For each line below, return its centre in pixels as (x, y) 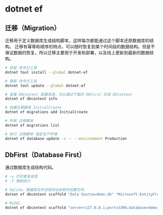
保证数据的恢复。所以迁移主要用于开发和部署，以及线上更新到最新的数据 (77, 53)
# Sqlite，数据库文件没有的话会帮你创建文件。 (46, 190)
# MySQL (13, 203)
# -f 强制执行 (18, 181)
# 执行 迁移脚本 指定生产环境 (31, 134)
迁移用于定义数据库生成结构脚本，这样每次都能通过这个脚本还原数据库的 (77, 40)
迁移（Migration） (33, 28)
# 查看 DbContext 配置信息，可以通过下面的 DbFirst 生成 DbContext (69, 94)
